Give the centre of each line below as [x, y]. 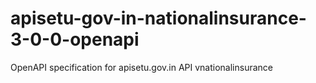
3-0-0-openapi [75, 39]
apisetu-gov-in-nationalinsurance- [158, 18]
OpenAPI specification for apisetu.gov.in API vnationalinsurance [141, 67]
